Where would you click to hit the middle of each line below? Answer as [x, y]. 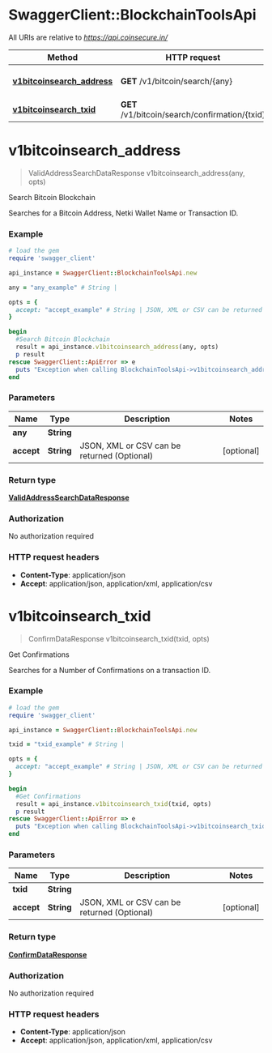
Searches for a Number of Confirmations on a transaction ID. [110, 670]
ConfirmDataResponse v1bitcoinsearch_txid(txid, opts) [119, 638]
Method [63, 57]
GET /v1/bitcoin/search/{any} [176, 81]
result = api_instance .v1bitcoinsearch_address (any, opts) [117, 347]
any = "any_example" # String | [63, 288]
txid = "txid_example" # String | [67, 744]
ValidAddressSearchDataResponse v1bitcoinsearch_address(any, [136, 173]
